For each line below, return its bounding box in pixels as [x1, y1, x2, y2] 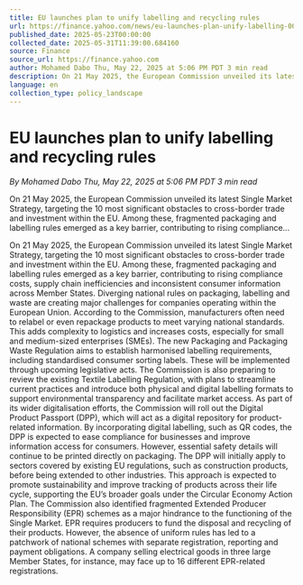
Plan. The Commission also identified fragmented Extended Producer [9, 498, 267, 509]
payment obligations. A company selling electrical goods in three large [9, 546, 271, 557]
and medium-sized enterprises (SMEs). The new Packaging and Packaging [9, 335, 289, 347]
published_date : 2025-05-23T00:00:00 [9, 30, 151, 39]
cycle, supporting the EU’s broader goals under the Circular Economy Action [9, 489, 293, 500]
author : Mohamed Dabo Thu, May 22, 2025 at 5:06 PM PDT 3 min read [9, 64, 269, 73]
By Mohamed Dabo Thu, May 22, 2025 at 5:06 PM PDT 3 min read [9, 177, 258, 187]
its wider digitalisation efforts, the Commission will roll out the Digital [9, 403, 263, 414]
